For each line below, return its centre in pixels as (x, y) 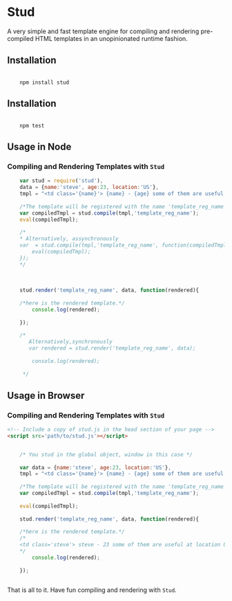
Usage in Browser (46, 395)
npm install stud (45, 82)
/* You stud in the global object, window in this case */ (106, 454)
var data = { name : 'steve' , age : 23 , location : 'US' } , (95, 467)
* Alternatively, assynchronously (69, 239)
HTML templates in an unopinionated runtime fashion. (111, 38)
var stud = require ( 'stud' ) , (61, 181)
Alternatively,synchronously (70, 342)
